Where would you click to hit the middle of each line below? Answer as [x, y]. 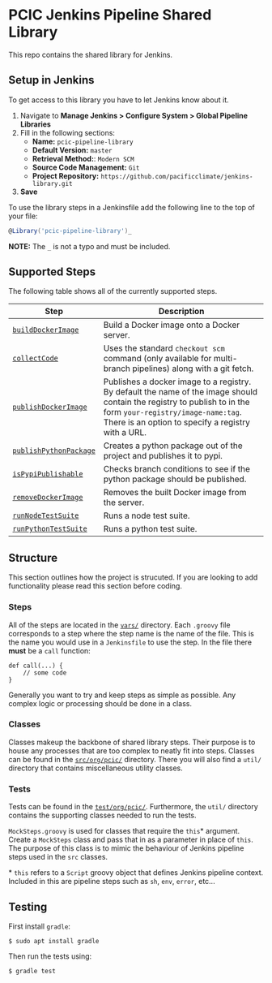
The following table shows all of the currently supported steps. [113, 291]
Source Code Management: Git [86, 167]
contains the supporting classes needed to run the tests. [102, 815]
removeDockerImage [48, 498]
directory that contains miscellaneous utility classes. [96, 768]
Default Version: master [72, 150]
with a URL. [125, 433]
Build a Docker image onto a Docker [172, 325]
